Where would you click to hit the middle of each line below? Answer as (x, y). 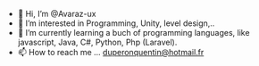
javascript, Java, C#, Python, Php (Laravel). (97, 42)
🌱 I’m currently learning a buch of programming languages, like (134, 33)
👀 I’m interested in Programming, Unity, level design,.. (116, 23)
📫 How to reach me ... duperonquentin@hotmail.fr (111, 52)
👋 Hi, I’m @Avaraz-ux (57, 14)
